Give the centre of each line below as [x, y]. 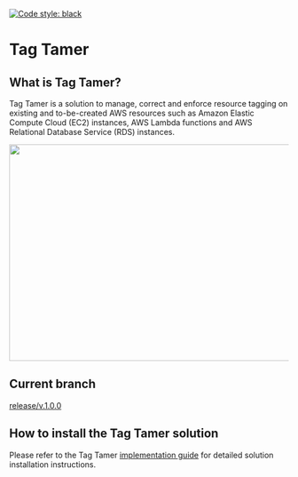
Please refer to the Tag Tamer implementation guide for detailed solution [141, 455]
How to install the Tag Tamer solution [114, 434]
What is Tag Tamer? [65, 82]
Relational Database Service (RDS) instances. [92, 132]
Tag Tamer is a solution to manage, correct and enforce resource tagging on [149, 103]
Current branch [52, 384]
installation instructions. [53, 464]
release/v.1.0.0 [35, 405]
